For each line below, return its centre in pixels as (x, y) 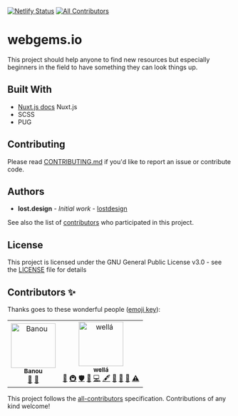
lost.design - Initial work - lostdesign (72, 209)
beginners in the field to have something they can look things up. (103, 67)
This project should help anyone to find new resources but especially (109, 59)
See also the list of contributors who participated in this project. (101, 223)
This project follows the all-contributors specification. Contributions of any (117, 399)
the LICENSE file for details (47, 270)
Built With (30, 90)
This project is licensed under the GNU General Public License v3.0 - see (115, 262)
